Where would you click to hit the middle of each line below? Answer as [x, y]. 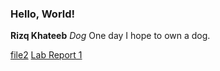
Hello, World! [43, 14]
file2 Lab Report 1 [46, 55]
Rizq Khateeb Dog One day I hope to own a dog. [110, 36]
